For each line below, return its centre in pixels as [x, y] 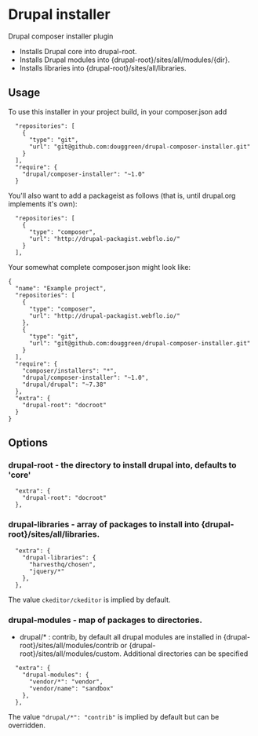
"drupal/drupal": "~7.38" [65, 384]
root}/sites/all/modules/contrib [69, 646]
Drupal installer [60, 15]
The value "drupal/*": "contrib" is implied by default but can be [114, 717]
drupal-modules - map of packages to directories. [105, 620]
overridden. [27, 725]
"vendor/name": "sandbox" [71, 689]
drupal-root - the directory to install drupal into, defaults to [122, 465]
